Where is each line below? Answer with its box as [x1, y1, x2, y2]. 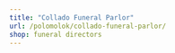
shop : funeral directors [9, 30, 102, 39]
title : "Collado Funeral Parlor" [9, 13, 135, 22]
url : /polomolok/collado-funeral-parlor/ [9, 22, 167, 31]
